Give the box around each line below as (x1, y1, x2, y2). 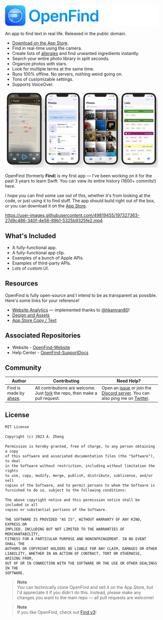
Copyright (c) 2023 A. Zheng (5, 434, 64, 439)
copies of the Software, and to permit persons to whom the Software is (5, 483, 155, 488)
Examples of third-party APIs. (12, 260, 71, 266)
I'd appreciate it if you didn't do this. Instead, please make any (16, 589, 142, 595)
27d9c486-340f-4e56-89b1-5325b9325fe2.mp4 (5, 218, 103, 224)
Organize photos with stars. (12, 61, 67, 67)
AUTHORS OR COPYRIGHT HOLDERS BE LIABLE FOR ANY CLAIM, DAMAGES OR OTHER (5, 546, 158, 551)
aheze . (7, 395, 21, 401)
